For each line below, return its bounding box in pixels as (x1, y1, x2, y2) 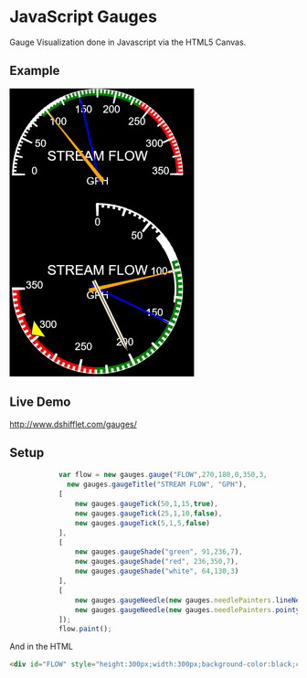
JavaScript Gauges (9, 6, 158, 27)
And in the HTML (9, 641, 74, 652)
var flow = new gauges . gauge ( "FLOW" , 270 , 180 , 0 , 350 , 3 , (58, 471, 268, 480)
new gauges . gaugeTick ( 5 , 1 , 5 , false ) (74, 518, 210, 527)
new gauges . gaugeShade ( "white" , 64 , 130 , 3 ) (74, 567, 239, 577)
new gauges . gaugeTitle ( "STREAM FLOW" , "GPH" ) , (67, 480, 248, 490)
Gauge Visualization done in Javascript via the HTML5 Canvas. (9, 37, 247, 48)
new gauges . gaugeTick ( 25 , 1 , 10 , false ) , (74, 509, 223, 518)
